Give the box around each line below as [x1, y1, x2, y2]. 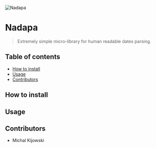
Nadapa [5, 22, 38, 33]
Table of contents [5, 52, 60, 61]
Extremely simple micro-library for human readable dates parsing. [17, 38, 152, 44]
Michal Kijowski [12, 138, 44, 144]
